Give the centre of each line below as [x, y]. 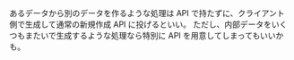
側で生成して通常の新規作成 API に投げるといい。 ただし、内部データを [140, 24]
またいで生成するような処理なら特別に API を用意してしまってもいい [150, 35]
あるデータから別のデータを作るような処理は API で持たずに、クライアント [147, 13]
